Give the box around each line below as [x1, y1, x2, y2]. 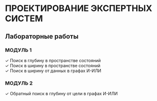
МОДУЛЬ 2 [5, 80, 33, 87]
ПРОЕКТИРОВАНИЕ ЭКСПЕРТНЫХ [5, 3, 153, 14]
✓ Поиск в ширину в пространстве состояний [5, 63, 101, 68]
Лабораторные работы [5, 32, 79, 40]
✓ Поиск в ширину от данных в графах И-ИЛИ [5, 68, 102, 74]
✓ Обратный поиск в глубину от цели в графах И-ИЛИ [5, 91, 118, 97]
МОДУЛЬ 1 [5, 47, 32, 53]
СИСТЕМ [5, 13, 43, 24]
